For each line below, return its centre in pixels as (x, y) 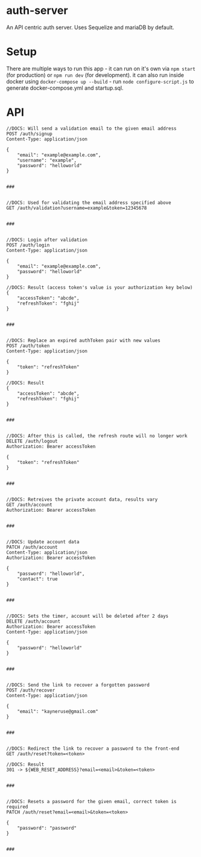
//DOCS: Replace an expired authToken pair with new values (84, 340)
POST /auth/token (28, 346)
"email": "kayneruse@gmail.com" (58, 711)
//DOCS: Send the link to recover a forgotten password (78, 685)
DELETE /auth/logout (32, 441)
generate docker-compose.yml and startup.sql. (65, 88)
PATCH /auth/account (32, 547)
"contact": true (38, 579)
